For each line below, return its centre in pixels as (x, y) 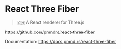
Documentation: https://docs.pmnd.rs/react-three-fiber (60, 41)
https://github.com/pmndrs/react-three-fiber (50, 32)
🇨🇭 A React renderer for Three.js (51, 22)
